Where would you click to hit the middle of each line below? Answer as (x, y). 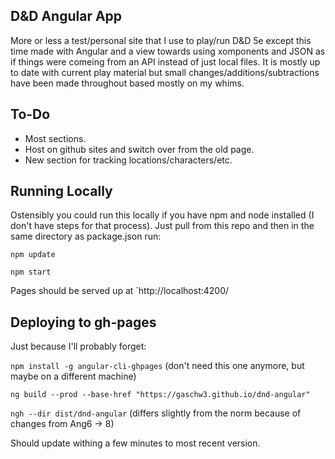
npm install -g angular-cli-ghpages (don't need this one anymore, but (157, 366)
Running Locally (61, 191)
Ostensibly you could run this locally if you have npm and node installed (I (162, 215)
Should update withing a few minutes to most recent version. (135, 443)
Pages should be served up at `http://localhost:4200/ (120, 291)
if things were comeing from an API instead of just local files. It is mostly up (165, 61)
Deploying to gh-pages (83, 322)
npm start (31, 272)
